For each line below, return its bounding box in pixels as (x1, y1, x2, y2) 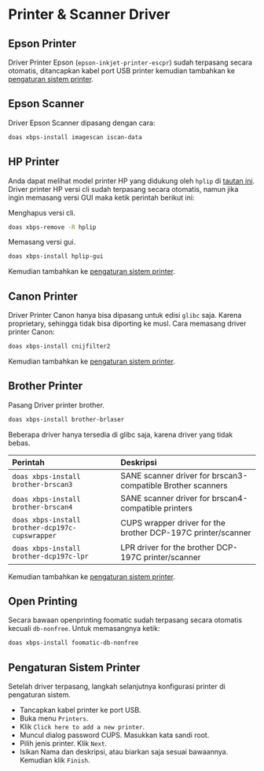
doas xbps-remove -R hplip (8, 223, 97, 231)
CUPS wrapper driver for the (120, 517, 225, 528)
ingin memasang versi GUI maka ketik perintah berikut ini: (8, 193, 195, 202)
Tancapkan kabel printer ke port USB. (19, 706, 141, 715)
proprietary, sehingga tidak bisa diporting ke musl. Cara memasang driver (8, 319, 247, 328)
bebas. (8, 438, 31, 448)
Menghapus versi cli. (8, 208, 76, 217)
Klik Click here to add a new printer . (19, 722, 145, 732)
